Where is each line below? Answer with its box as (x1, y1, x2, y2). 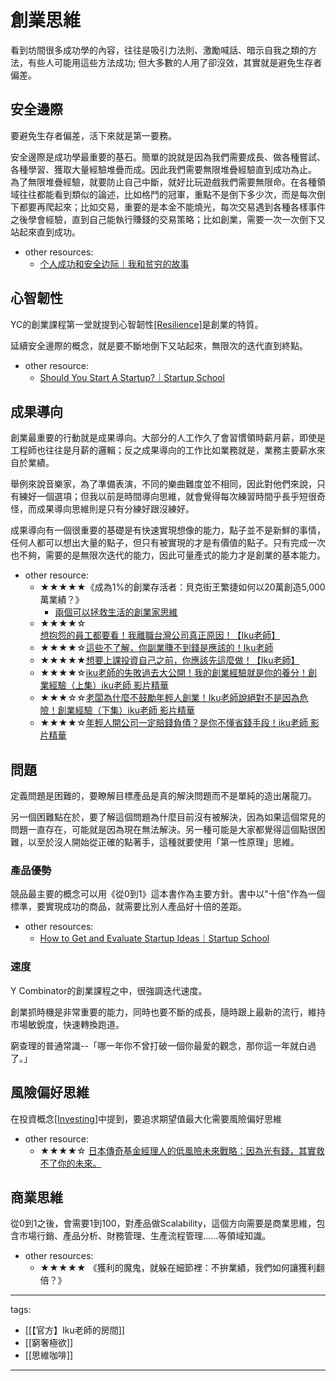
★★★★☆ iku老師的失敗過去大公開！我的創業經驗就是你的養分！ (39, 667, 309, 679)
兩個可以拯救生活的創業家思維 (54, 606, 178, 618)
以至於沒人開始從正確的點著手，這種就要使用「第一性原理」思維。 (27, 836, 300, 848)
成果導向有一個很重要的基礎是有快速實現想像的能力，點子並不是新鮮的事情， (10, 524, 326, 536)
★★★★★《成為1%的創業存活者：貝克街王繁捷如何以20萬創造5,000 (39, 581, 326, 593)
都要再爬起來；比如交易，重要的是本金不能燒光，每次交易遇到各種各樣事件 (18, 201, 326, 213)
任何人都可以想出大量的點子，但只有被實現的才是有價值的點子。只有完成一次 (10, 537, 326, 549)
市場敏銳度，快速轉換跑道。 (10, 1018, 125, 1030)
